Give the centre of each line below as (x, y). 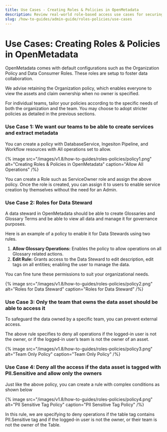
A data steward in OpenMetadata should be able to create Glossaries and (80, 213)
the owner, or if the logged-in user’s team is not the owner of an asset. (77, 339)
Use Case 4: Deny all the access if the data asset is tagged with (83, 367)
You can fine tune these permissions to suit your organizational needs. (77, 274)
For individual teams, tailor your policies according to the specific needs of (82, 103)
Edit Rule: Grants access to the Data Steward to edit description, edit (83, 259)
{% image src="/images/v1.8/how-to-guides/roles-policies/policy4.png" (79, 399)
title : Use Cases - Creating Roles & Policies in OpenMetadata (72, 10)
